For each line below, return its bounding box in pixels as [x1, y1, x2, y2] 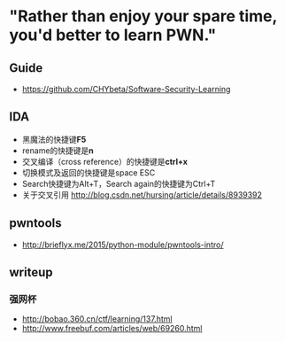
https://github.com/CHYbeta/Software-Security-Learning [21, 84, 231, 94]
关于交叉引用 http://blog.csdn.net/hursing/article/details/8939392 [21, 189, 263, 200]
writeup [9, 265, 53, 280]
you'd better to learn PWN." [9, 25, 217, 45]
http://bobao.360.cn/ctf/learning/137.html [21, 314, 173, 324]
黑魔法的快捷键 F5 [21, 134, 87, 144]
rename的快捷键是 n [21, 144, 95, 156]
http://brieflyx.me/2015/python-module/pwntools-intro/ [21, 239, 224, 250]
